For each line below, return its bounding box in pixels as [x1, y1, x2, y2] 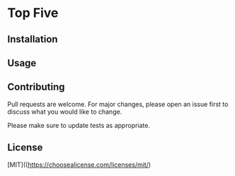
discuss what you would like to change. [7, 107, 122, 116]
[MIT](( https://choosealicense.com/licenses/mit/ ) [7, 160, 151, 169]
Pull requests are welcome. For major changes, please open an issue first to [7, 100, 229, 108]
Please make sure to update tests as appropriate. [7, 121, 151, 129]
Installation [7, 33, 58, 45]
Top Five [7, 5, 59, 21]
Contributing [7, 81, 65, 93]
